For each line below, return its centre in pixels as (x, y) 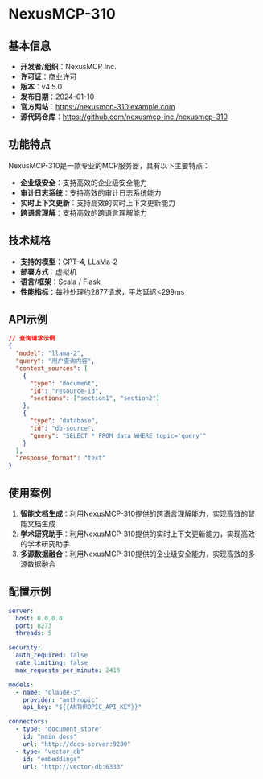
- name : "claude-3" (48, 692)
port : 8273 (34, 626)
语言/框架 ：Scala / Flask (60, 282)
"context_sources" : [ (52, 368)
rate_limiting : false (52, 663)
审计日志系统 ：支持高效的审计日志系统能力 (90, 192)
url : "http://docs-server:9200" (77, 744)
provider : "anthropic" (61, 700)
